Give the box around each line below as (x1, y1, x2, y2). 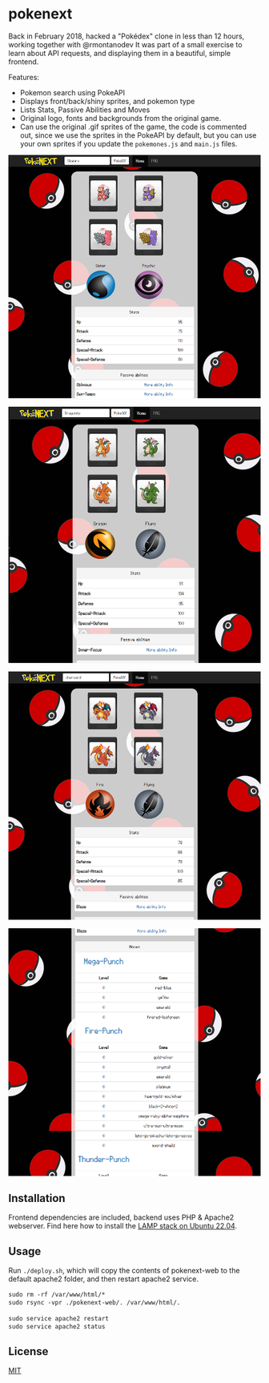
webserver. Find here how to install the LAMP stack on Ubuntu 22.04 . (8, 1221, 238, 1231)
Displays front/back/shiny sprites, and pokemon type (19, 96, 195, 106)
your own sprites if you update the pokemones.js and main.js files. (19, 139, 238, 148)
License (8, 1345, 49, 1358)
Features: (8, 72, 40, 82)
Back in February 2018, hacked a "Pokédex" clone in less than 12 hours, (8, 31, 245, 41)
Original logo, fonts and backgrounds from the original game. (19, 113, 222, 123)
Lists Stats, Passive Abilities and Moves (19, 105, 151, 115)
